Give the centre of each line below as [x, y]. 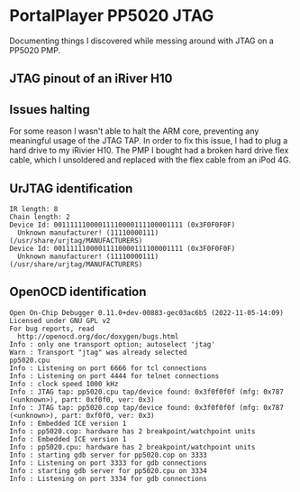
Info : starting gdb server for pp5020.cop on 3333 [108, 455]
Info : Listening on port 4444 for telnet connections [114, 376]
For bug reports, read [52, 329]
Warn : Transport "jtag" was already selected [98, 352]
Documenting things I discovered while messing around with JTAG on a [142, 41]
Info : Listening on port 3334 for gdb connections [108, 478]
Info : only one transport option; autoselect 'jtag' [113, 344]
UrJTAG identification [71, 188]
